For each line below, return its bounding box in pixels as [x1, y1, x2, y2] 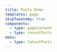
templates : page [5, 12, 39, 17]
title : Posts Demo [5, 7, 43, 12]
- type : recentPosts [9, 30, 52, 35]
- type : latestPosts [9, 40, 52, 45]
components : [5, 21, 30, 26]
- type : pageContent [9, 26, 52, 31]
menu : [5, 35, 16, 40]
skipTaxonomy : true [5, 16, 46, 21]
